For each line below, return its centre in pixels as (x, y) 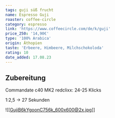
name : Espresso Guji (27, 15)
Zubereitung (26, 78)
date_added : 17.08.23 (28, 57)
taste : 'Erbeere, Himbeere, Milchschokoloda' (54, 48)
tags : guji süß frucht (29, 10)
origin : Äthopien (24, 43)
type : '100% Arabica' (28, 39)
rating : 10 (17, 52)
